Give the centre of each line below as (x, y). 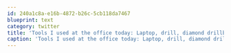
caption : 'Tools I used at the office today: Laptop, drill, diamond (109, 39)
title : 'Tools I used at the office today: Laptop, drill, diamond (106, 33)
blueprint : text (30, 20)
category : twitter (33, 26)
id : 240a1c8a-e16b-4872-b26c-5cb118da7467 (69, 13)
